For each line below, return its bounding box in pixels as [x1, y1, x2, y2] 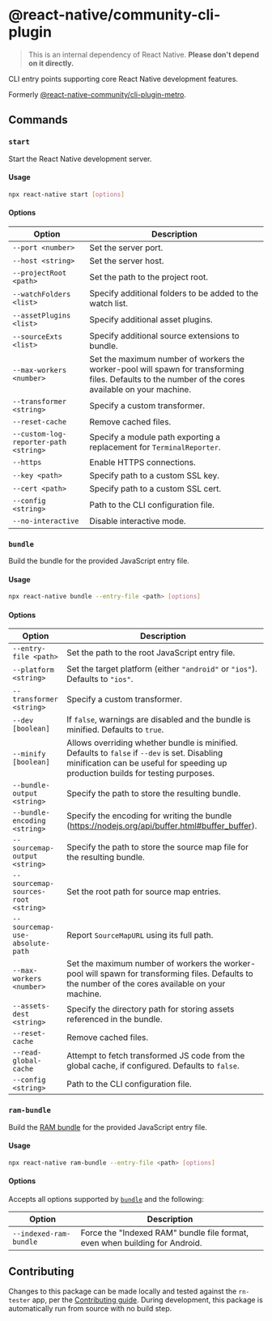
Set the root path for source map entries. [66, 886, 221, 897]
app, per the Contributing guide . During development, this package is [32, 1294, 263, 1305]
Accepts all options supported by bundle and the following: [8, 1195, 204, 1204]
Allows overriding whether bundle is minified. [66, 737, 239, 748]
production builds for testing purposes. [66, 768, 215, 779]
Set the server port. [89, 241, 164, 253]
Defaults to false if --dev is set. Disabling [66, 748, 223, 759]
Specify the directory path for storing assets [66, 1004, 235, 1015]
